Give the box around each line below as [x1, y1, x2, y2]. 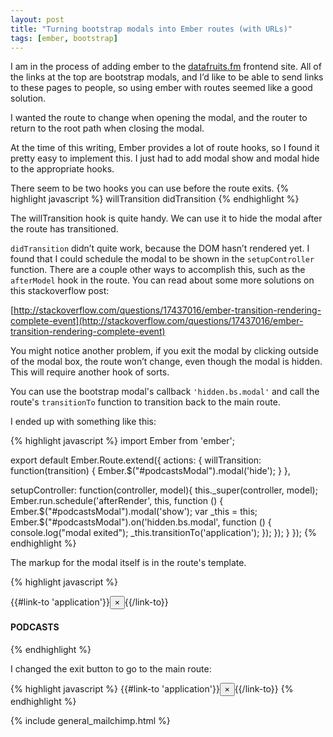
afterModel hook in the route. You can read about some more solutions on [10, 274, 315, 286]
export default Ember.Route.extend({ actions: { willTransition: [10, 454, 262, 466]
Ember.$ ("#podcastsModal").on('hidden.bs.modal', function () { [10, 516, 272, 528]
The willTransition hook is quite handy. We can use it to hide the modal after [10, 212, 323, 225]
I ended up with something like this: [10, 416, 157, 428]
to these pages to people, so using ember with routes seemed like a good [10, 82, 313, 94]
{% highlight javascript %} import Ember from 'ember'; [10, 435, 235, 447]
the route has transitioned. [10, 223, 119, 235]
